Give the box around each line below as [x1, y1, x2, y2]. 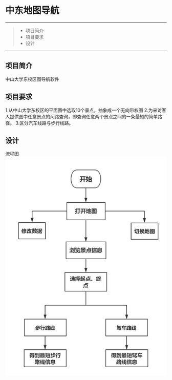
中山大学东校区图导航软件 [5, 76, 59, 82]
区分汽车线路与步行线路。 [19, 120, 74, 126]
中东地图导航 [5, 5, 60, 16]
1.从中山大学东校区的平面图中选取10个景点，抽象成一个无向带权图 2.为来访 [5, 107, 162, 113]
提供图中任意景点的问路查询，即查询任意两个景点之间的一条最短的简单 [9, 113, 158, 119]
